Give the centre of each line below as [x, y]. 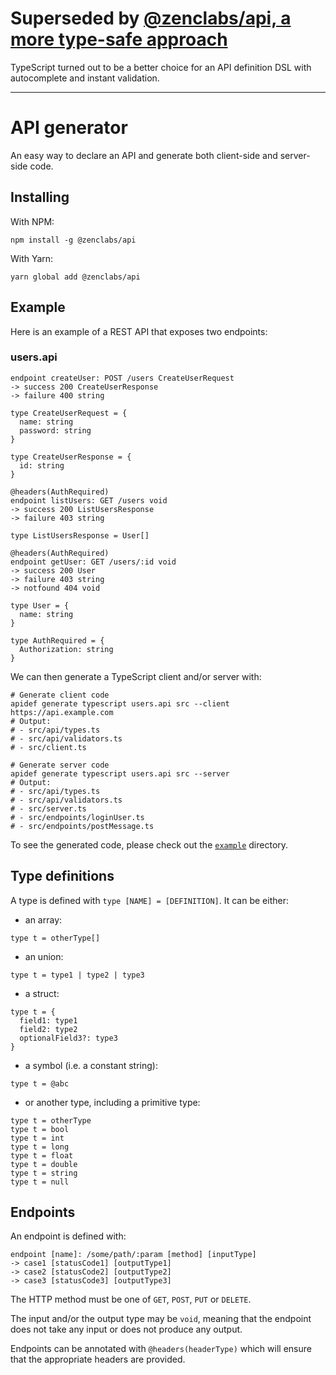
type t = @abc [40, 1083]
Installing [40, 197]
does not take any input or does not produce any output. [126, 1329]
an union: [44, 956]
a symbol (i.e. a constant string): [91, 1065]
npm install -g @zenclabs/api [73, 240]
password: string [55, 430]
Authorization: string [66, 649]
